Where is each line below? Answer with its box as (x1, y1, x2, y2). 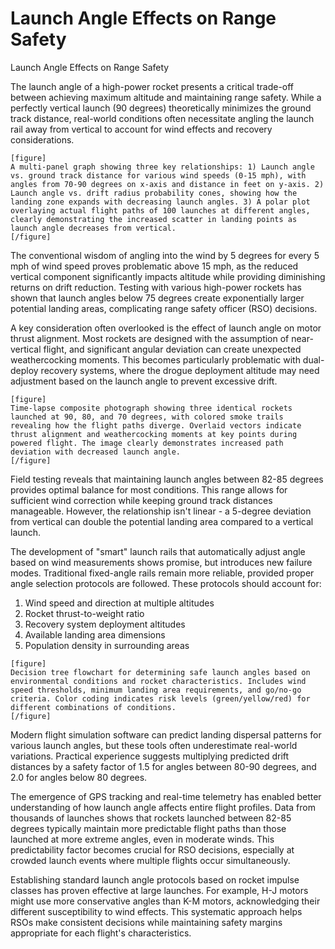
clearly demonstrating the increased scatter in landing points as (10, 214, 298, 224)
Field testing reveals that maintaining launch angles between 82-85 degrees (10, 473, 324, 485)
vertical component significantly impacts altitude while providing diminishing (10, 270, 326, 282)
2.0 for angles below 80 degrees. (10, 771, 148, 783)
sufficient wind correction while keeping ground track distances (10, 494, 273, 506)
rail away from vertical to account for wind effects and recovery (10, 123, 273, 135)
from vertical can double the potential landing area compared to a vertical (10, 515, 314, 527)
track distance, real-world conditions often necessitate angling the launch (10, 112, 315, 124)
